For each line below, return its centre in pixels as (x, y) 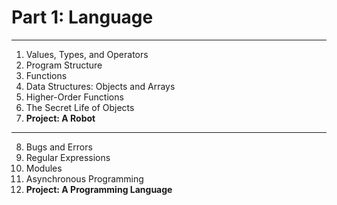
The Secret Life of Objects (80, 107)
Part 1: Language (82, 17)
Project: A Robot (60, 118)
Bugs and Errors (59, 147)
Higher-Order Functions (74, 97)
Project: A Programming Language (99, 189)
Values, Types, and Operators (87, 54)
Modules (44, 168)
